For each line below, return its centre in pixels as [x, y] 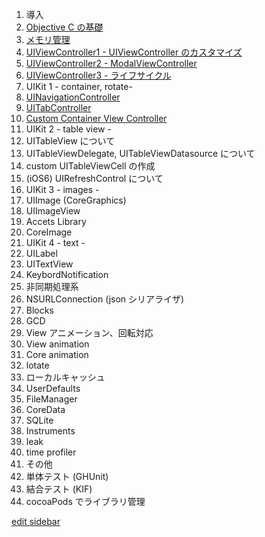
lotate [37, 365]
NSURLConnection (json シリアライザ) [105, 299]
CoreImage [49, 232]
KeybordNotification [67, 274]
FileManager [51, 399]
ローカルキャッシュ [65, 377]
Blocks [39, 310]
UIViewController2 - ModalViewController [111, 63]
